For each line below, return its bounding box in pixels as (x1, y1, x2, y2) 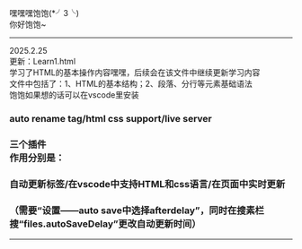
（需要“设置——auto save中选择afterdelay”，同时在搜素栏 (9, 204, 265, 217)
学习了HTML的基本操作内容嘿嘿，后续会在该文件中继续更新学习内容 (9, 67, 261, 78)
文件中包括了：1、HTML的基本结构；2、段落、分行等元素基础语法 (9, 79, 253, 89)
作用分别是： (9, 151, 66, 164)
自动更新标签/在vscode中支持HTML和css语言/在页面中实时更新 (9, 177, 286, 190)
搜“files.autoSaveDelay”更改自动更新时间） (9, 218, 201, 230)
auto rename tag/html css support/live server (9, 112, 213, 124)
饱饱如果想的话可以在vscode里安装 (9, 90, 139, 100)
